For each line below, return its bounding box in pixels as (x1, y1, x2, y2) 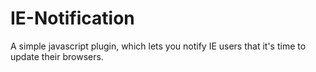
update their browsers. (10, 50, 104, 62)
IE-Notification (10, 7, 135, 30)
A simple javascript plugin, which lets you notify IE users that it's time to (10, 40, 307, 52)
